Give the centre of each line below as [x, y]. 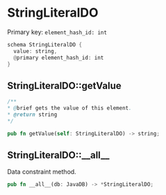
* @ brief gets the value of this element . [69, 108]
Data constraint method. [42, 172]
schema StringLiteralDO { [44, 44]
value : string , [35, 51]
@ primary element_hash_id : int [59, 58]
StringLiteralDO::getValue [64, 86]
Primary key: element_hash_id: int [57, 32]
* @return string [32, 115]
